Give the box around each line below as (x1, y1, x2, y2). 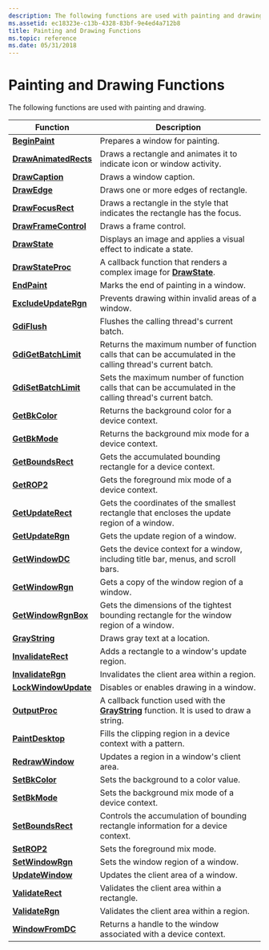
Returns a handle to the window (99, 919, 219, 930)
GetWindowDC (12, 554, 70, 565)
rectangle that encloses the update (99, 507, 231, 518)
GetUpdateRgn (12, 530, 70, 542)
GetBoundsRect (12, 457, 74, 468)
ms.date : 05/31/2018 (8, 42, 78, 50)
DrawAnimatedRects (12, 153, 93, 164)
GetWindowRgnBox (12, 610, 89, 621)
